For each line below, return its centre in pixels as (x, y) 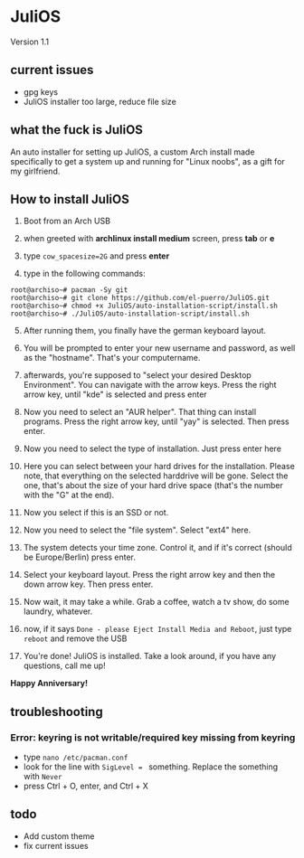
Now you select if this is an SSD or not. (96, 513)
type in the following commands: (84, 274)
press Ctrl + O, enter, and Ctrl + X (85, 786)
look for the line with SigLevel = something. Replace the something (151, 767)
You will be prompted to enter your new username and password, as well (159, 348)
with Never (43, 777)
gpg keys (40, 91)
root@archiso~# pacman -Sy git (69, 290)
